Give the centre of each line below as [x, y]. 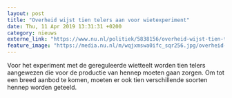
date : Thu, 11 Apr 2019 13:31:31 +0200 [65, 26]
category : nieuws [32, 33]
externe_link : [28, 39]
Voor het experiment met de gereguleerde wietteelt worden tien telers [106, 65]
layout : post [26, 13]
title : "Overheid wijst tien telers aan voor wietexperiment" [98, 20]
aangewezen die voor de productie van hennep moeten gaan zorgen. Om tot [116, 72]
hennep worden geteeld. [42, 87]
